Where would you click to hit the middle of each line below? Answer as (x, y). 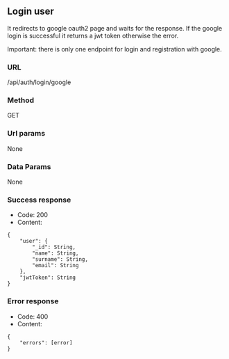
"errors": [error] (46, 343)
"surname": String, (60, 260)
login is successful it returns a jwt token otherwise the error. (93, 35)
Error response (33, 301)
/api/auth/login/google (39, 82)
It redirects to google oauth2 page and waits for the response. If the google (115, 28)
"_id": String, (54, 247)
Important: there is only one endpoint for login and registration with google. (114, 49)
